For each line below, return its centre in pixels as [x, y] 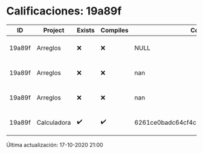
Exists [85, 30]
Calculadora [54, 122]
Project [54, 30]
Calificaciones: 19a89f [64, 11]
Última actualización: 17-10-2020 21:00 [55, 145]
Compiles [114, 30]
